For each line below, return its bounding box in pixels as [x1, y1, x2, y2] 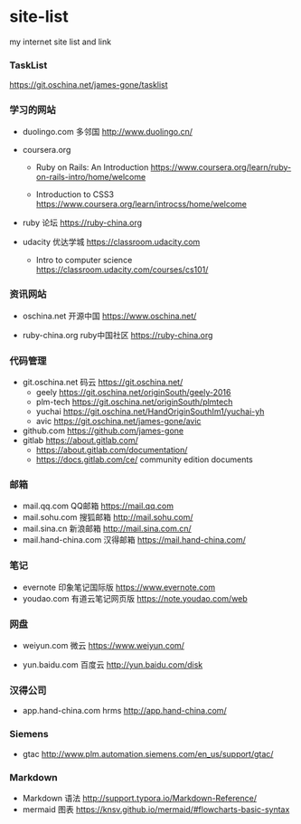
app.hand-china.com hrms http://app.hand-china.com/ [22, 706, 228, 716]
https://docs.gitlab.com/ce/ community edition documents [35, 454, 253, 465]
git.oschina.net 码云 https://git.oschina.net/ [22, 377, 183, 388]
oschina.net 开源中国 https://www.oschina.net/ [22, 310, 197, 321]
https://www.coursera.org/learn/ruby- [150, 161, 292, 173]
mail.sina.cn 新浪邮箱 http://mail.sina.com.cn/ [22, 523, 192, 535]
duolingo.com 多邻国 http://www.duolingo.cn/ [22, 126, 193, 137]
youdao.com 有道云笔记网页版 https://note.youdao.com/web [22, 592, 249, 603]
